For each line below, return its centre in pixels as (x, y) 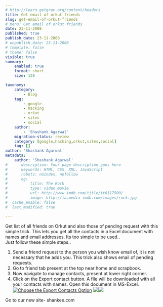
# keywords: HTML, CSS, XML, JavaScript (54, 169)
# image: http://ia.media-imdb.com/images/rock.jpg (71, 198)
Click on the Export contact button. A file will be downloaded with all (84, 279)
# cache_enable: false (30, 202)
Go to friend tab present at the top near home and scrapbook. (77, 268)
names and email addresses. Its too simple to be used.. (63, 237)
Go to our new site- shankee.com (40, 300)
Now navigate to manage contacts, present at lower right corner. (80, 273)
